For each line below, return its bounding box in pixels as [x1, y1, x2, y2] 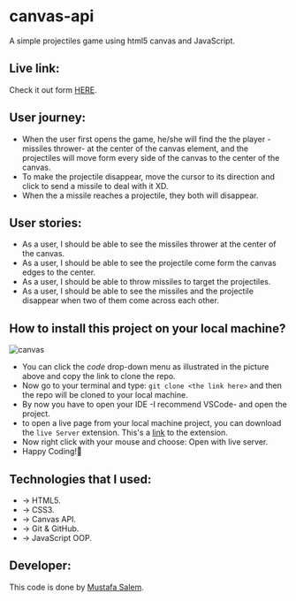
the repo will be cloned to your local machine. [21, 390, 188, 400]
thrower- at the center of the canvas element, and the [53, 143, 249, 154]
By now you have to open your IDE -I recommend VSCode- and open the [21, 399, 287, 410]
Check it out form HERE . [9, 84, 97, 95]
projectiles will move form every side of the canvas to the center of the [21, 152, 280, 163]
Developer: [9, 559, 72, 574]
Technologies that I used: [9, 471, 152, 487]
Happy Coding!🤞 [21, 446, 82, 457]
